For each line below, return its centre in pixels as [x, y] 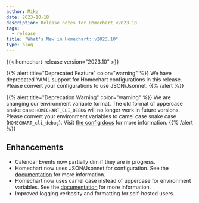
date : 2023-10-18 [28, 17]
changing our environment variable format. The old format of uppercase [94, 103]
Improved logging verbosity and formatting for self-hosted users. [94, 193]
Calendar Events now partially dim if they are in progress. [85, 161]
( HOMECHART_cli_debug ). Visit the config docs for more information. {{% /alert [99, 122]
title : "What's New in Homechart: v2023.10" [62, 39]
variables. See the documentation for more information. [83, 187]
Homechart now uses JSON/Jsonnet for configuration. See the [92, 168]
